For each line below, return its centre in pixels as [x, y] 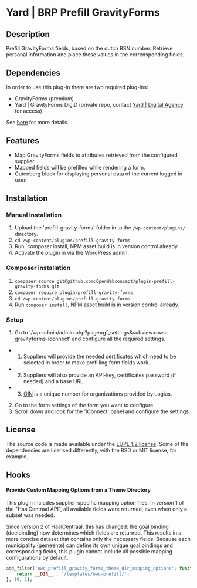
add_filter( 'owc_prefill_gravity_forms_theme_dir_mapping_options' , [91, 569]
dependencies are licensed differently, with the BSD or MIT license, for [91, 450]
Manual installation [34, 215]
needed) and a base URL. [54, 381]
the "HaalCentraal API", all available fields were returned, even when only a [97, 509]
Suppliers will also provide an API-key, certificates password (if [100, 375]
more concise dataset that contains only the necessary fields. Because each [98, 539]
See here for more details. [38, 122]
